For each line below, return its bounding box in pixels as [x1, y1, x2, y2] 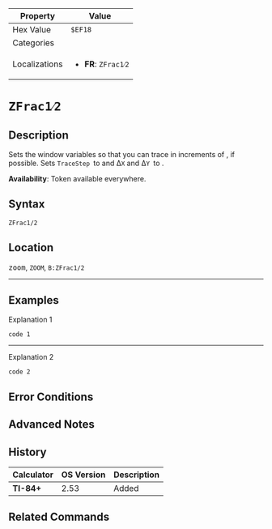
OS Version [61, 469, 106, 480]
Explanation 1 [8, 315, 53, 325]
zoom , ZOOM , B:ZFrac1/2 [8, 262, 85, 272]
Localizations [12, 58, 63, 70]
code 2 [8, 368, 31, 376]
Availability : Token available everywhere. [8, 174, 147, 183]
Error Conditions [8, 390, 94, 403]
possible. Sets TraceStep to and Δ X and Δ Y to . [8, 158, 164, 168]
